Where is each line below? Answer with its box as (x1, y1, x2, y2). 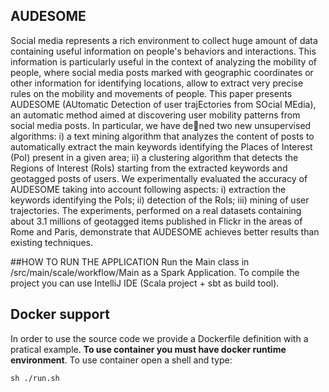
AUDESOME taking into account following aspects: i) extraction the (10, 183, 287, 195)
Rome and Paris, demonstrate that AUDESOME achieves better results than (10, 225, 320, 238)
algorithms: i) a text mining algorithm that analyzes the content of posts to (10, 130, 315, 142)
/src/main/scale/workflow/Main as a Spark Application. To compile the (10, 266, 300, 278)
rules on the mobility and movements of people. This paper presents (10, 87, 293, 99)
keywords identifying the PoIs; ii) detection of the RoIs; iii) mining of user (10, 194, 310, 206)
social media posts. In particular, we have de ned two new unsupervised (10, 119, 312, 131)
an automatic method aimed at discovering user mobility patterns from (10, 109, 301, 121)
